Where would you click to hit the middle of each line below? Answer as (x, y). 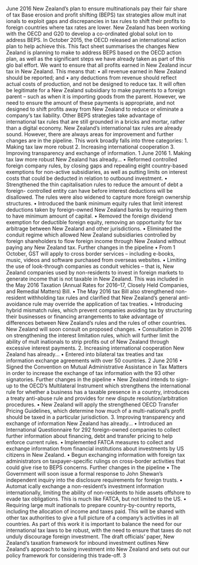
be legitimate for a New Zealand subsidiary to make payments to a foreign (96, 90)
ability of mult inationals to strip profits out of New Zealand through (88, 342)
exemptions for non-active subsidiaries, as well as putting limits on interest (97, 172)
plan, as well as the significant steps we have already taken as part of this (95, 59)
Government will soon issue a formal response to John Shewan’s (85, 474)
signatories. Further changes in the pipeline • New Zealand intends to (90, 379)
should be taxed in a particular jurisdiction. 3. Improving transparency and (96, 417)
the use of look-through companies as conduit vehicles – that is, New (90, 266)
